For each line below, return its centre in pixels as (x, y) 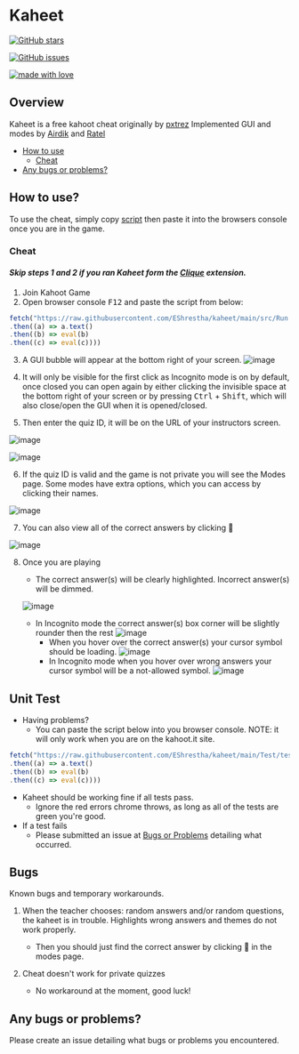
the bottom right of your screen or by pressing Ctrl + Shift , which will (154, 396)
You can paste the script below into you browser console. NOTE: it (157, 729)
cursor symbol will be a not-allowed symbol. (129, 671)
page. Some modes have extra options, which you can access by (141, 484)
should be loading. (83, 652)
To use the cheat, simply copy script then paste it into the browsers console (148, 219)
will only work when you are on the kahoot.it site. (125, 739)
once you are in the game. (57, 229)
